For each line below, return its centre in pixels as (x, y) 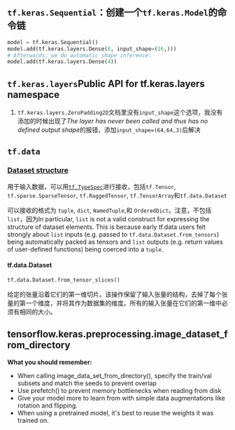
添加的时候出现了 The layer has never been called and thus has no (113, 121)
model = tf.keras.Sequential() (53, 42)
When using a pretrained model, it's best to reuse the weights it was (115, 412)
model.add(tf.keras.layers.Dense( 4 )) (62, 62)
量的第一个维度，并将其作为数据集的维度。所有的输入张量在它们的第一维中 (114, 303)
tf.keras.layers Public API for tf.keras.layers (106, 84)
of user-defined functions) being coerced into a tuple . (85, 249)
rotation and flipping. (48, 405)
